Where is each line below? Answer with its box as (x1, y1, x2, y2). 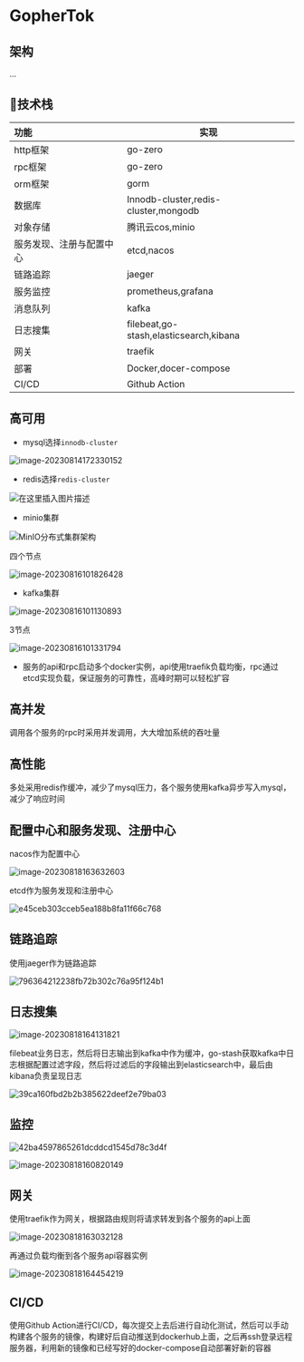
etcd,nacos (126, 244, 175, 257)
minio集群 (22, 511, 60, 522)
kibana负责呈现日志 (9, 1070, 82, 1081)
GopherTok (9, 5, 95, 26)
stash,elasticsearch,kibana (126, 328, 241, 341)
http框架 (14, 143, 50, 156)
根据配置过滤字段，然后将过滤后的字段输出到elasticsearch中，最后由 (16, 1058, 273, 1070)
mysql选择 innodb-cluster (22, 436, 119, 447)
